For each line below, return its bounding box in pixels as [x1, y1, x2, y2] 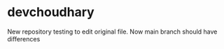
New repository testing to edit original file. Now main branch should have [7, 27, 218, 36]
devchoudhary [7, 4, 94, 20]
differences [7, 34, 41, 43]
